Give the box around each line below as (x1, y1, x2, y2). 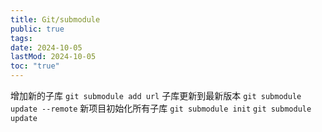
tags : (10, 33, 33, 43)
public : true (10, 24, 65, 34)
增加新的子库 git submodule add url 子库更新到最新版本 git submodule (10, 90, 302, 101)
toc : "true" (10, 61, 60, 71)
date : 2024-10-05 (10, 42, 83, 53)
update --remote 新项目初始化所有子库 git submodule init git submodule (10, 102, 312, 114)
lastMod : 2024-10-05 (10, 52, 97, 62)
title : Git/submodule (10, 14, 101, 25)
